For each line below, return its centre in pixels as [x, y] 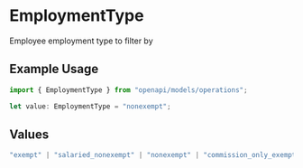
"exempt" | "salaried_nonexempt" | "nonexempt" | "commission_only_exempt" [155, 155]
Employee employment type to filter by [81, 41]
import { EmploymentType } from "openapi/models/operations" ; [129, 90]
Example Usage [54, 69]
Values [29, 134]
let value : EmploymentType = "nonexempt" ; [90, 106]
